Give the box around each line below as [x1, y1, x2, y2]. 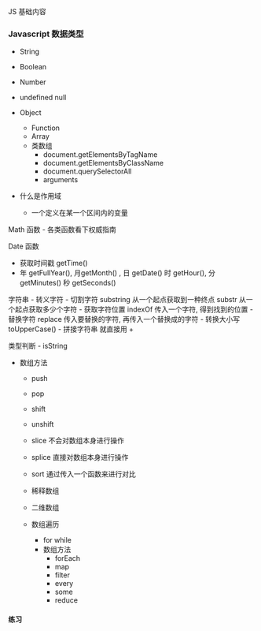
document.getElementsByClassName [42, 159, 164, 168]
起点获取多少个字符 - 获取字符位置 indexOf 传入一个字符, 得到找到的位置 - [14, 304, 254, 314]
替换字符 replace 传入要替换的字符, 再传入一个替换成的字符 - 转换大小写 [8, 315, 241, 324]
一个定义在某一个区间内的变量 [31, 208, 128, 218]
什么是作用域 [19, 192, 61, 201]
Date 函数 [8, 241, 39, 251]
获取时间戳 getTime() [19, 259, 88, 268]
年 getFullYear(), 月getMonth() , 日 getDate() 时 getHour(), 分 [19, 268, 216, 278]
